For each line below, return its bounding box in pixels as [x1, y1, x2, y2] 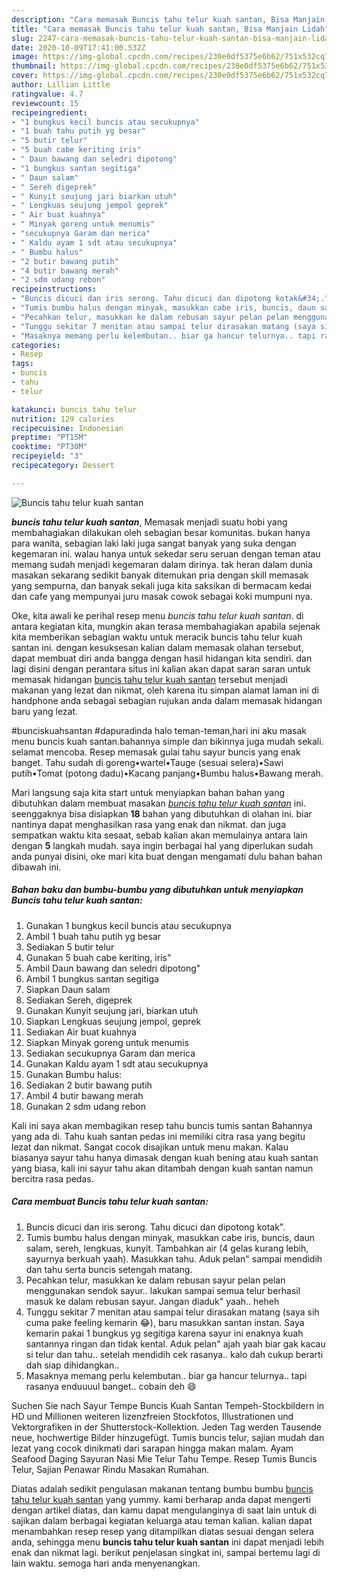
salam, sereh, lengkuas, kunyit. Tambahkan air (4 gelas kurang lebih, [25, 1242, 309, 1254]
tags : [11, 359, 34, 369]
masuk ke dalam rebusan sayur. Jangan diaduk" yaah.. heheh [25, 1295, 280, 1307]
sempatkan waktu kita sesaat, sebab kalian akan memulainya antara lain [11, 829, 308, 841]
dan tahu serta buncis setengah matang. [25, 1263, 193, 1275]
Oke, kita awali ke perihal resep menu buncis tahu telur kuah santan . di [11, 609, 304, 621]
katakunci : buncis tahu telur [11, 404, 138, 415]
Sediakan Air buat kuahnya [25, 1026, 137, 1038]
